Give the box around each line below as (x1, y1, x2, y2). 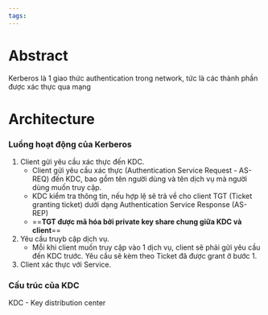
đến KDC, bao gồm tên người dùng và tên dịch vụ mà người (51, 174, 248, 184)
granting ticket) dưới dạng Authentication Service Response (31, 200, 231, 209)
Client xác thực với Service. (19, 259, 112, 270)
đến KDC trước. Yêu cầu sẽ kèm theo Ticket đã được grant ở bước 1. (31, 251, 258, 261)
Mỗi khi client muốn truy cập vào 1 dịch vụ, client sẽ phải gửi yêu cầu (31, 242, 261, 252)
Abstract (8, 46, 68, 64)
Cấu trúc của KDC (8, 280, 80, 291)
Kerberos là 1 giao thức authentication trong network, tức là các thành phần (8, 73, 258, 83)
